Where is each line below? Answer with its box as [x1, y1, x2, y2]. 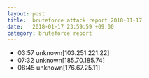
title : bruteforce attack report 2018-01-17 [7, 17, 142, 24]
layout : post [7, 10, 45, 17]
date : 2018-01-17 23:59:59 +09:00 [7, 23, 114, 30]
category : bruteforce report [7, 29, 92, 37]
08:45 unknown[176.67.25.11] [17, 63, 101, 72]
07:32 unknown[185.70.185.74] [17, 56, 105, 65]
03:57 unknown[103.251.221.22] [17, 49, 110, 57]
